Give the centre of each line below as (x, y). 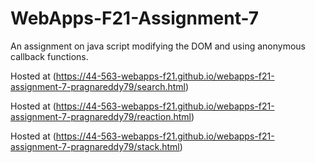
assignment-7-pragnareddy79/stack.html (95, 146)
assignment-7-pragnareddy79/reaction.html (101, 116)
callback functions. (49, 56)
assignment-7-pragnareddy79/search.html (98, 86)
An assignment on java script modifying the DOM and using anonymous (158, 46)
